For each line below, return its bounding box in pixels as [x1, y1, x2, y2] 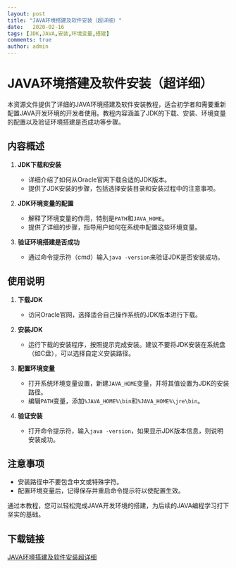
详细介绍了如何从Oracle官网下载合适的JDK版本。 [27, 175, 171, 184]
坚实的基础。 [7, 510, 44, 519]
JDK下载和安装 [17, 160, 62, 169]
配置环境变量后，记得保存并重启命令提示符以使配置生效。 [17, 486, 185, 495]
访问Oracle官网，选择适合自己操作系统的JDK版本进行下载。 [27, 310, 202, 319]
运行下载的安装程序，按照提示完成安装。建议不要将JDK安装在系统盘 [27, 340, 226, 348]
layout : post [7, 10, 46, 18]
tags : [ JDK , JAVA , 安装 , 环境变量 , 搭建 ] [7, 30, 110, 37]
